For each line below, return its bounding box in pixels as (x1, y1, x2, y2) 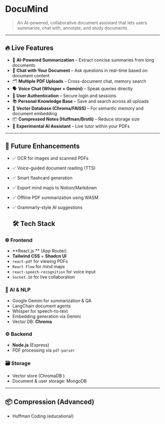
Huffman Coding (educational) (12, 413, 74, 419)
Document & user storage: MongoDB (12, 378, 87, 384)
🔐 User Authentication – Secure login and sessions (12, 93, 116, 98)
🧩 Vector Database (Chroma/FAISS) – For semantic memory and (12, 105, 144, 111)
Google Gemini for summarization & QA (12, 297, 92, 303)
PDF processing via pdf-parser (12, 347, 75, 353)
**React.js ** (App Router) (12, 248, 67, 254)
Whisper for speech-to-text (12, 308, 68, 314)
